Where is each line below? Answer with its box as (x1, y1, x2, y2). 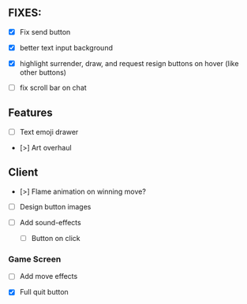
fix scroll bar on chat (19, 83, 87, 92)
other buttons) (19, 68, 67, 77)
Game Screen (8, 254, 62, 265)
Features (8, 106, 53, 120)
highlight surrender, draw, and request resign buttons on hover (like (19, 58, 239, 68)
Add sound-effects (19, 217, 81, 227)
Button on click (31, 233, 80, 243)
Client (8, 165, 39, 180)
